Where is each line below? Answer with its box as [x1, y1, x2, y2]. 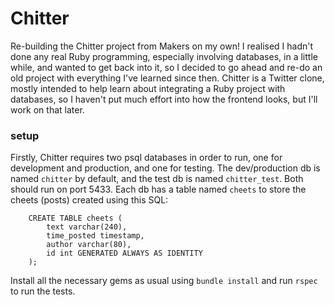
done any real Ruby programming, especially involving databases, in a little [10, 50, 318, 62]
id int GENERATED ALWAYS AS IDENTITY [46, 248, 203, 259]
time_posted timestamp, [46, 231, 145, 241]
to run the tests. [10, 285, 76, 297]
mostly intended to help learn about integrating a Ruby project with [10, 82, 286, 94]
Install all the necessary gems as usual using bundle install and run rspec [10, 275, 318, 287]
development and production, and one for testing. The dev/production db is [10, 162, 321, 174]
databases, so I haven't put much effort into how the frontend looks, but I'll [10, 93, 318, 105]
